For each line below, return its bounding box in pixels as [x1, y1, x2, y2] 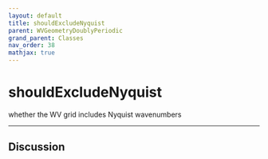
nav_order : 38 [8, 42, 56, 50]
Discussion [8, 141, 65, 154]
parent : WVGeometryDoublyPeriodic [8, 26, 124, 34]
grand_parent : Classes [8, 34, 84, 42]
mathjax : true [8, 49, 56, 57]
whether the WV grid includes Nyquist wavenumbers [8, 109, 182, 119]
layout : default [8, 11, 62, 20]
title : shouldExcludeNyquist [8, 19, 105, 27]
